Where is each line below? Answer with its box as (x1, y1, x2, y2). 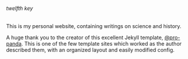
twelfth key (6, 5, 34, 12)
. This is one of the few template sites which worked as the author (21, 40, 182, 47)
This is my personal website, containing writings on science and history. (6, 23, 181, 30)
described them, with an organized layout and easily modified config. (6, 47, 175, 54)
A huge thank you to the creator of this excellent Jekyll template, (6, 34, 164, 41)
